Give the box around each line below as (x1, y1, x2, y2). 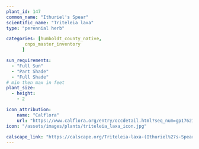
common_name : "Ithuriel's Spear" (6, 14, 89, 20)
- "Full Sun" (11, 63, 44, 69)
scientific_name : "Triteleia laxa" (6, 20, 94, 25)
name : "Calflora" (17, 112, 60, 118)
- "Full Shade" (11, 74, 49, 80)
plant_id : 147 (6, 8, 41, 15)
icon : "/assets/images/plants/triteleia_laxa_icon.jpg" (6, 123, 147, 129)
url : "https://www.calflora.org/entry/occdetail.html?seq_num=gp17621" (17, 118, 197, 124)
